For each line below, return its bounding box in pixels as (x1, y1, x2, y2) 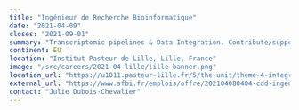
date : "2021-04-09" (9, 21, 82, 30)
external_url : (9, 79, 62, 88)
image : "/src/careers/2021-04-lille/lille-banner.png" (9, 63, 217, 72)
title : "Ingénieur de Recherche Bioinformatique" (9, 12, 198, 22)
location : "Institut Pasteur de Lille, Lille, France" (9, 54, 217, 63)
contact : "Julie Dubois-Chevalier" (9, 87, 141, 96)
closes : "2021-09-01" (9, 29, 90, 38)
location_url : (9, 71, 62, 80)
